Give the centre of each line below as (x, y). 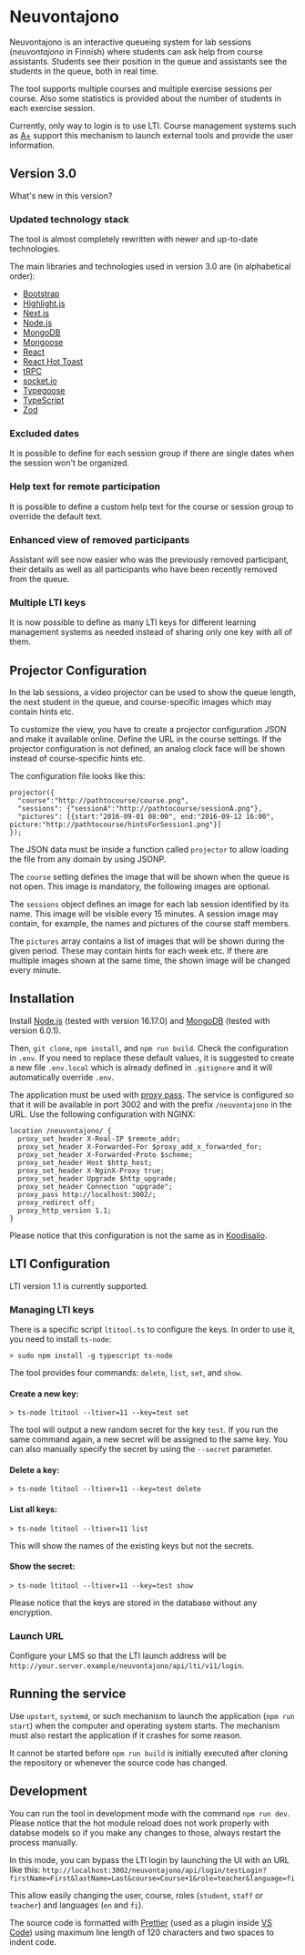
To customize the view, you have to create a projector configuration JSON (148, 730)
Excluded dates (45, 433)
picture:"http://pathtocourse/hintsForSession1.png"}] (116, 825)
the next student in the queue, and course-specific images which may (141, 702)
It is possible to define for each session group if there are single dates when (152, 454)
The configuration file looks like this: (77, 776)
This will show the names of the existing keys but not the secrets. (132, 1545)
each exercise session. (52, 107)
